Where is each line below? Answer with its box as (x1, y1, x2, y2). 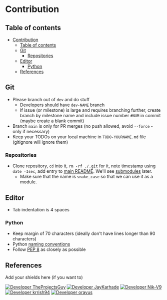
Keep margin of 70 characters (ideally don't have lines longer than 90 (12, 230, 155, 236)
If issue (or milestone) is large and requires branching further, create (19, 107, 161, 113)
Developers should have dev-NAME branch (19, 102, 105, 108)
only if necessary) (12, 128, 50, 134)
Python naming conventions (12, 241, 70, 247)
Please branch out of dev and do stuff (12, 96, 90, 102)
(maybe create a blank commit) (19, 118, 84, 124)
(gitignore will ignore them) (12, 139, 68, 145)
